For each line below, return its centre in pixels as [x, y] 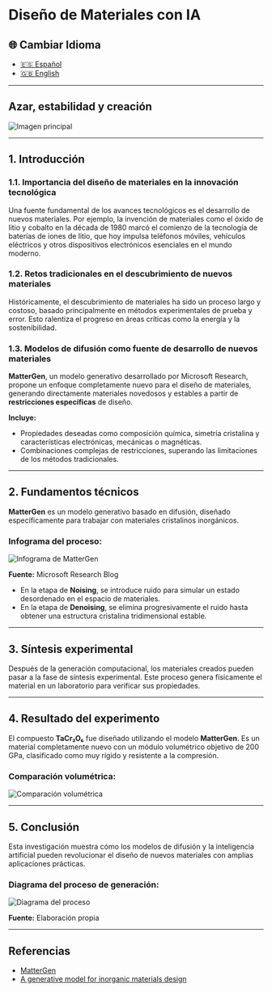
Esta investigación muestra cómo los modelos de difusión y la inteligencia [132, 846]
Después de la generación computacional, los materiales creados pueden [131, 668]
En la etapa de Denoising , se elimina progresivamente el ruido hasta [134, 608]
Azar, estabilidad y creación [80, 107]
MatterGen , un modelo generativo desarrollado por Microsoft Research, [128, 376]
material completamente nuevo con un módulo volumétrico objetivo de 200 [134, 747]
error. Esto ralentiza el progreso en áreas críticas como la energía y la [124, 319]
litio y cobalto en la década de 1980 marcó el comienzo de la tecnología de [133, 227]
